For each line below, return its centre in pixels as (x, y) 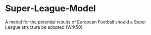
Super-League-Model (50, 9)
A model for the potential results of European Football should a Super (76, 22)
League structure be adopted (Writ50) (44, 27)
